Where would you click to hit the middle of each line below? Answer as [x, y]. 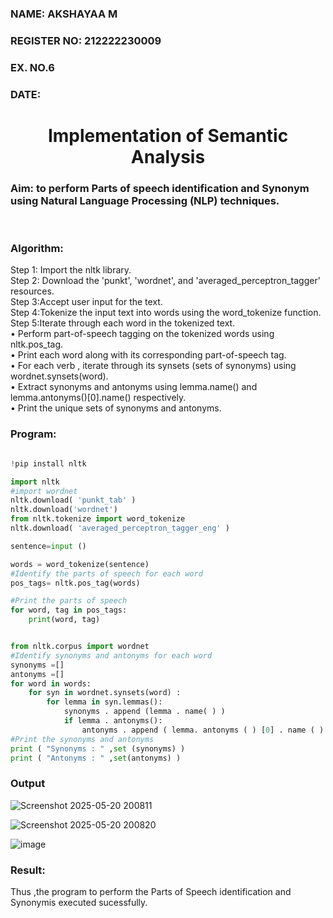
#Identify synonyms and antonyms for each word [111, 655]
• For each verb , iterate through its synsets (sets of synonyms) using [153, 366]
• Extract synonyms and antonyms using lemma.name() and [134, 387]
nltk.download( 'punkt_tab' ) [73, 500]
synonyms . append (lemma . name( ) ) [144, 712]
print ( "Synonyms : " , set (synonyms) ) [98, 748]
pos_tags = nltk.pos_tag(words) [75, 583]
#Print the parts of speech [69, 601]
